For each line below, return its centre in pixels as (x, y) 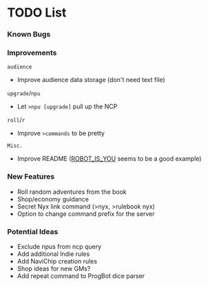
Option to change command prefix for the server (86, 214)
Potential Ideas (33, 231)
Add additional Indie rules (53, 254)
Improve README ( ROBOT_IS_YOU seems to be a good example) (109, 159)
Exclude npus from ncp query (59, 247)
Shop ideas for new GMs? (54, 268)
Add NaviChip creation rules (57, 261)
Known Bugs (29, 34)
